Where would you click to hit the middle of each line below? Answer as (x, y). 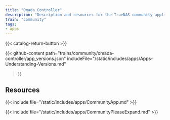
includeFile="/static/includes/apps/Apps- (110, 58)
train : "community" (26, 19)
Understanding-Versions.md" (36, 64)
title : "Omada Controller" (34, 10)
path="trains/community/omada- (80, 53)
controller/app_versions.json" (36, 58)
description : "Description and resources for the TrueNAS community (79, 15)
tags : (11, 24)
